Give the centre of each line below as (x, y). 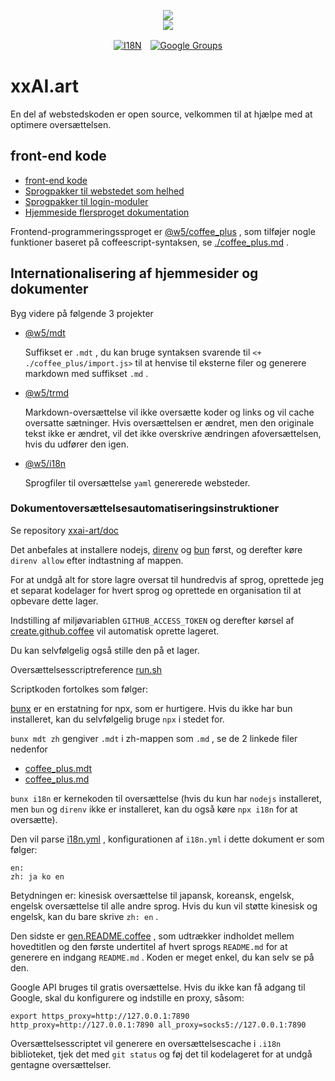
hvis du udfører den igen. (77, 444)
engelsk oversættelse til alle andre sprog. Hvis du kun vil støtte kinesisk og (164, 906)
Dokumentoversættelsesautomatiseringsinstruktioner (145, 508)
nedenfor (29, 749)
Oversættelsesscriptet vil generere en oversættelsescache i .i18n (146, 1043)
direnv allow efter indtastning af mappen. (97, 560)
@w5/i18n (45, 463)
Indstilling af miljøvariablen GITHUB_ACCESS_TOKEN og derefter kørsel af (152, 620)
